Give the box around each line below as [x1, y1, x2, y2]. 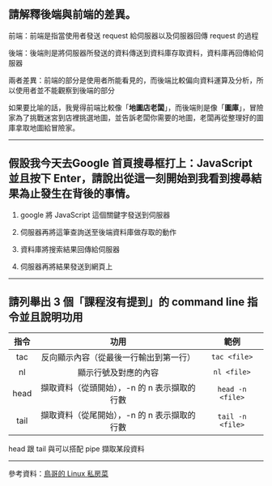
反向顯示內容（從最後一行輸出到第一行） [40, 352, 196, 363]
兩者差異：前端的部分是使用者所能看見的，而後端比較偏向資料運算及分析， [8, 75, 257, 85]
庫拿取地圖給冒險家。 [8, 122, 79, 132]
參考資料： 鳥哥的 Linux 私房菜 [8, 469, 109, 479]
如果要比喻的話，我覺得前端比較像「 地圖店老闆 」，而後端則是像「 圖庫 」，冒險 [8, 102, 264, 112]
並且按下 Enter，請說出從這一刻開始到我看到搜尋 [8, 172, 252, 185]
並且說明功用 [19, 310, 83, 324]
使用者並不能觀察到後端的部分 [15, 85, 115, 95]
